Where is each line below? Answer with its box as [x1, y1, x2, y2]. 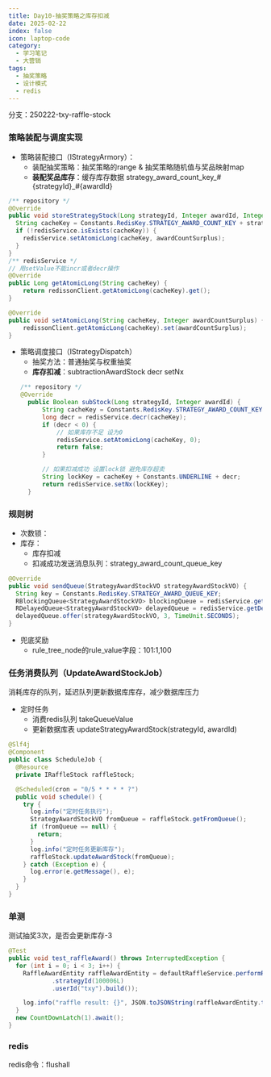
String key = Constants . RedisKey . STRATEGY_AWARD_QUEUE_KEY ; [15, 590, 222, 598]
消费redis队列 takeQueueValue [31, 715, 134, 724]
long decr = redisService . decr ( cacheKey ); [41, 413, 187, 421]
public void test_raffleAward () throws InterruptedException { [8, 954, 226, 962]
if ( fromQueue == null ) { [29, 823, 117, 831]
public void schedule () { [15, 792, 103, 801]
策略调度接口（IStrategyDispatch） [19, 347, 137, 357]
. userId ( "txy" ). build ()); [51, 984, 139, 992]
